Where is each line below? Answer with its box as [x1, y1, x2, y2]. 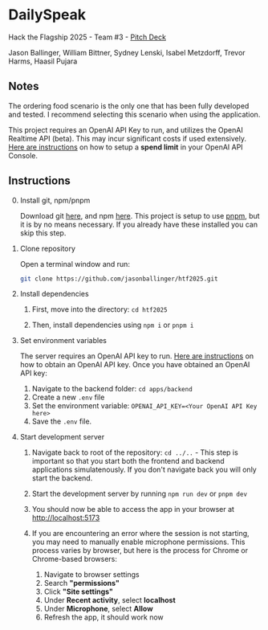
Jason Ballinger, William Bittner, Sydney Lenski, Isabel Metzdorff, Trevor [8, 47, 246, 57]
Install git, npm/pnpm [19, 195, 91, 205]
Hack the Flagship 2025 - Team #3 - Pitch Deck [8, 32, 167, 42]
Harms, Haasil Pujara [8, 56, 78, 66]
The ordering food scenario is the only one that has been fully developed [8, 100, 250, 110]
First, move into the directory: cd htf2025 [31, 305, 168, 314]
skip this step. [19, 227, 67, 238]
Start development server [19, 432, 105, 442]
